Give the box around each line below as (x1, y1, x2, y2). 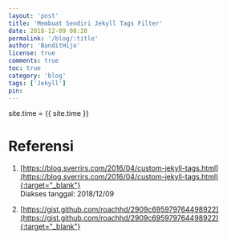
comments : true (8, 57, 59, 65)
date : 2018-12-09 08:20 (8, 27, 88, 35)
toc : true (8, 64, 42, 72)
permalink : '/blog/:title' (8, 34, 99, 43)
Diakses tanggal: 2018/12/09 (19, 189, 115, 199)
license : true (8, 49, 56, 57)
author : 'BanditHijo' (8, 42, 81, 50)
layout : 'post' (8, 11, 59, 20)
